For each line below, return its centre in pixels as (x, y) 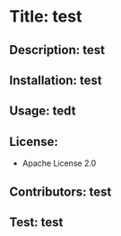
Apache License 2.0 (59, 163)
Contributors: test (60, 191)
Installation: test (56, 80)
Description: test (57, 50)
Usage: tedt (43, 111)
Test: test (36, 222)
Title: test (46, 17)
